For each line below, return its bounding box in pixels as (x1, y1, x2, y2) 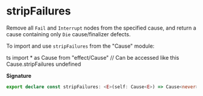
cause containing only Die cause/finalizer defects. (6, 30, 131, 37)
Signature (6, 72, 32, 79)
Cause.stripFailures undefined (6, 60, 82, 68)
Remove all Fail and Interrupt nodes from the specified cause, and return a (6, 24, 196, 31)
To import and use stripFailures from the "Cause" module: (6, 42, 155, 50)
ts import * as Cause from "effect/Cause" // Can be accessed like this (6, 54, 179, 61)
